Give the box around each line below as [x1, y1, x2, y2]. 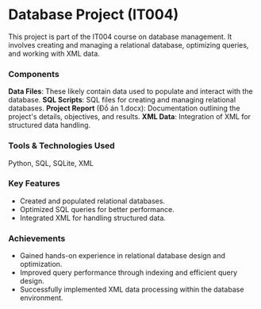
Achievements [8, 233, 66, 244]
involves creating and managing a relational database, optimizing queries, [8, 40, 249, 49]
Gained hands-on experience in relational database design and [19, 251, 226, 261]
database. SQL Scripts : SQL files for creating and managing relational [8, 95, 236, 105]
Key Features [8, 178, 61, 189]
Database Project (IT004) [8, 6, 179, 24]
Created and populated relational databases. [19, 196, 165, 206]
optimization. [19, 260, 63, 269]
